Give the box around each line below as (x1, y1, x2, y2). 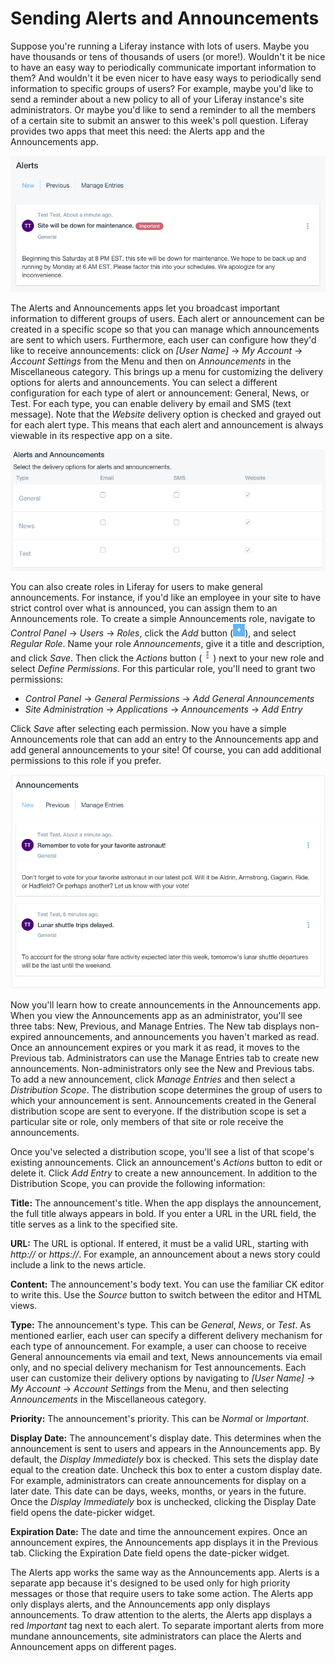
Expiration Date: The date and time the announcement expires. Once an (10, 1525, 308, 1537)
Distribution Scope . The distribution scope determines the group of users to (10, 1083, 323, 1096)
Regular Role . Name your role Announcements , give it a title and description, (10, 638, 325, 650)
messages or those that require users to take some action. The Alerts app (10, 1587, 313, 1599)
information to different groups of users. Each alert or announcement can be (10, 313, 325, 324)
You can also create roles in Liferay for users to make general (10, 581, 263, 593)
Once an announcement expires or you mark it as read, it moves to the (10, 1041, 300, 1053)
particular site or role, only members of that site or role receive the (10, 1115, 284, 1127)
